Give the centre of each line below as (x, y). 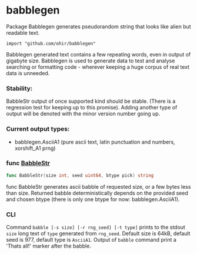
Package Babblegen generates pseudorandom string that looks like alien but (98, 26)
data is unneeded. (28, 73)
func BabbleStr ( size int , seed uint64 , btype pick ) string (80, 175)
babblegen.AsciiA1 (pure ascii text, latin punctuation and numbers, (95, 142)
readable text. (23, 32)
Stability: (19, 88)
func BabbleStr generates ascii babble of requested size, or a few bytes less (98, 186)
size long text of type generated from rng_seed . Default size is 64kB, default (98, 233)
